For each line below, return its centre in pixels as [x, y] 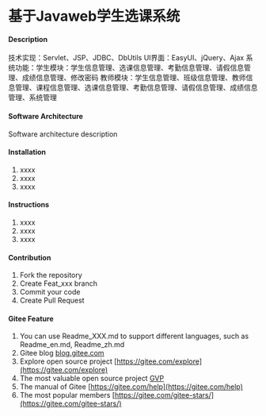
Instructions [29, 205]
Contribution [30, 257]
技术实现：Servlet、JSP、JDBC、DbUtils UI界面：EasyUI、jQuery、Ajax [126, 58]
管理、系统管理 [32, 98]
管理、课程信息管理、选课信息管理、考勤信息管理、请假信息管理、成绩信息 [136, 87]
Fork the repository [51, 275]
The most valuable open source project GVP [92, 379]
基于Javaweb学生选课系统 [94, 16]
